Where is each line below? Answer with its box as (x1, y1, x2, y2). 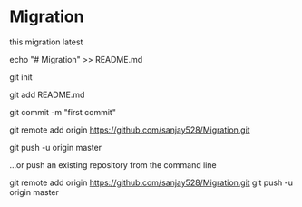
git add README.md (9, 89, 85, 100)
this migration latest (9, 36, 83, 47)
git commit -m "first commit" (9, 106, 116, 117)
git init (9, 71, 34, 83)
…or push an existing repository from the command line (9, 159, 217, 170)
